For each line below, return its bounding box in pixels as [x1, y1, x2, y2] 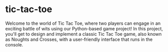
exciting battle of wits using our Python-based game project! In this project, [5, 25, 163, 31]
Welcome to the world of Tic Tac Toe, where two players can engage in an [5, 20, 161, 26]
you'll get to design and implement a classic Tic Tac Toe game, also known [5, 31, 162, 37]
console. [5, 41, 24, 47]
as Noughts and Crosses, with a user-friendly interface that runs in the [5, 36, 153, 42]
